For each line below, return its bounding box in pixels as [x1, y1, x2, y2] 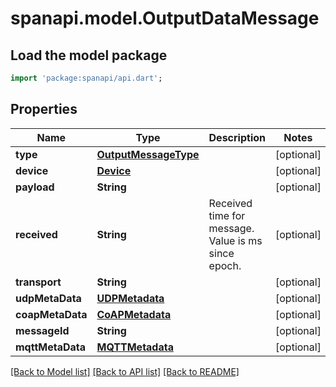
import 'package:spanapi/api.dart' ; [10, 73, 163, 83]
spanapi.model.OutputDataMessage [10, 7, 320, 30]
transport [15, 275, 62, 289]
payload [15, 180, 55, 194]
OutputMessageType [96, 147, 200, 161]
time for [208, 208, 246, 222]
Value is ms [208, 233, 263, 247]
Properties [10, 101, 78, 118]
